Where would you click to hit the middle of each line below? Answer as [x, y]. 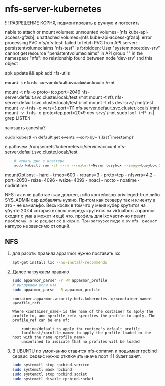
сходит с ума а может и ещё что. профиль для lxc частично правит [75, 216]
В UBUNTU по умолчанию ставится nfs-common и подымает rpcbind [84, 351]
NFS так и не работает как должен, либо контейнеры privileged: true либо [82, 194]
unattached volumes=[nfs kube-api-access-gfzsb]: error [94, 37]
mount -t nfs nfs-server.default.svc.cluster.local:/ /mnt [60, 83]
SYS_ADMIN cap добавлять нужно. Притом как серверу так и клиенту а [80, 200]
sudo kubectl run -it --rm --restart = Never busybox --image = [78, 165]
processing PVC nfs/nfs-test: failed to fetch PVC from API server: [71, 42]
